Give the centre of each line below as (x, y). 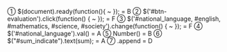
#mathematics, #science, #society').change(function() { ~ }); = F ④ (105, 26)
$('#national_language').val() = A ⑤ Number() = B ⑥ (85, 33)
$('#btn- (155, 11)
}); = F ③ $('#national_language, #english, (159, 19)
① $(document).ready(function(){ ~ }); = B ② (74, 11)
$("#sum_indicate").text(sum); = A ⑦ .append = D (80, 41)
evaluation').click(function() (47, 19)
